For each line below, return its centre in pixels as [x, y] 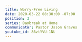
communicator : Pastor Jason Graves [41, 28]
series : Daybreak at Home [31, 23]
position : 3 [17, 18]
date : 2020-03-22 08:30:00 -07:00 [40, 14]
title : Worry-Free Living [31, 9]
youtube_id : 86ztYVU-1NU [30, 32]
